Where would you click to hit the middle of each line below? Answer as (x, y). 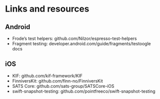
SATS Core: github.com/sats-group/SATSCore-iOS (63, 86)
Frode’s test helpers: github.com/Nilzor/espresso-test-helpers (74, 38)
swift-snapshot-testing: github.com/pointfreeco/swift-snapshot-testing (84, 91)
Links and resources (47, 9)
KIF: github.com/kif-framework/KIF (47, 76)
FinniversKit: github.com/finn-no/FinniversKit (57, 81)
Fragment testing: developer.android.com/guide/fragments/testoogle (81, 44)
